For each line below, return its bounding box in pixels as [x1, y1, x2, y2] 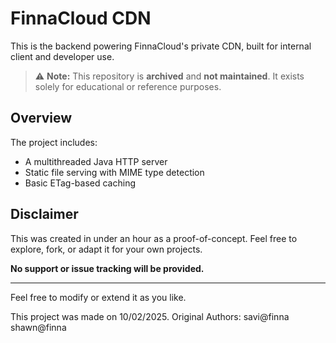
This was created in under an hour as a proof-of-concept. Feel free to [10, 232, 298, 244]
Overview [10, 110, 73, 127]
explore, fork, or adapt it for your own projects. [10, 243, 203, 255]
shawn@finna [10, 321, 67, 333]
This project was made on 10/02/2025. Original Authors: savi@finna [10, 310, 290, 322]
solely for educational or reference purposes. [34, 80, 222, 92]
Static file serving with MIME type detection [24, 166, 205, 178]
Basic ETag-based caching [24, 177, 136, 189]
